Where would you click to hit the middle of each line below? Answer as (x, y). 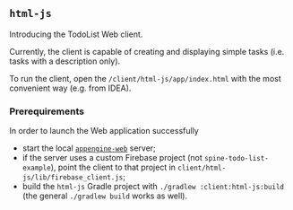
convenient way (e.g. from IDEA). (70, 88)
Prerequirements (47, 111)
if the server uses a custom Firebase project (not (112, 158)
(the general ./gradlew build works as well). (105, 196)
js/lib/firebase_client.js (73, 178)
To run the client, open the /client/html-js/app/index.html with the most (145, 78)
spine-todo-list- (237, 159)
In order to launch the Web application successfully (104, 131)
